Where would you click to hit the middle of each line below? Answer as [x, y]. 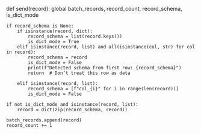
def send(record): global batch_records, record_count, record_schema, [94, 9]
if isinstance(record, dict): [55, 31]
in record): [21, 52]
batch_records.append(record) [44, 120]
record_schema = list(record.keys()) [75, 36]
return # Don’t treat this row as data [79, 73]
